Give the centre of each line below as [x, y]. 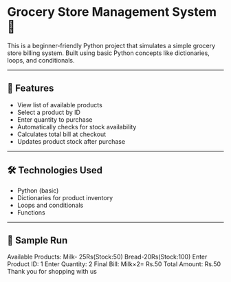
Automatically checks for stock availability [77, 127]
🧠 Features [31, 88]
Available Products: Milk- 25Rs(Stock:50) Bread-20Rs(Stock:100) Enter [107, 257]
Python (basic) [38, 191]
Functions [31, 212]
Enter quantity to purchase [55, 119]
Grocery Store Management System [112, 12]
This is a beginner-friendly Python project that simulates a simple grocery [111, 45]
